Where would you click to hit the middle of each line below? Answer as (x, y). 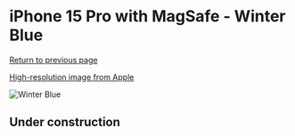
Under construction (65, 122)
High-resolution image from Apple (72, 76)
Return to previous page (53, 60)
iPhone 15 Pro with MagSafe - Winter (147, 16)
